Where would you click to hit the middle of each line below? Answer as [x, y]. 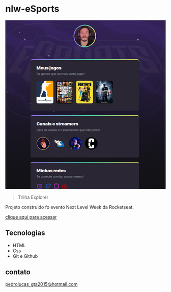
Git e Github [25, 256]
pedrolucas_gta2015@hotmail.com [41, 284]
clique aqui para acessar [31, 217]
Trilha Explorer [33, 197]
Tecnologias [25, 233]
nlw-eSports [32, 9]
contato [18, 272]
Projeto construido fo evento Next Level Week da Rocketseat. [69, 207]
